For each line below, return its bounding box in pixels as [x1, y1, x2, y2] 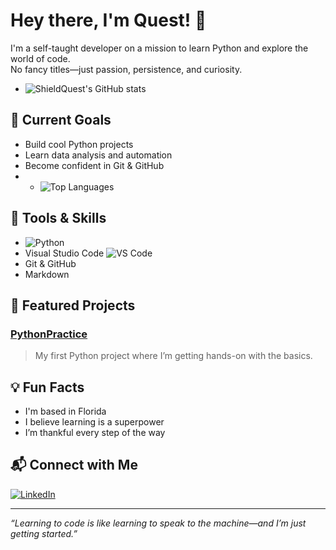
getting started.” [10, 527, 78, 539]
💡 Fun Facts [10, 379, 85, 396]
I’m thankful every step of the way [24, 427, 166, 439]
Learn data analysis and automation [24, 149, 173, 161]
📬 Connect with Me [10, 457, 138, 474]
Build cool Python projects [24, 138, 134, 150]
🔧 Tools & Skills [10, 210, 107, 227]
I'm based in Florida [24, 405, 107, 418]
